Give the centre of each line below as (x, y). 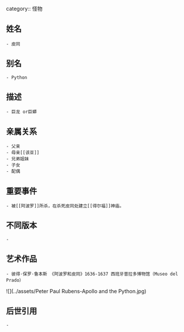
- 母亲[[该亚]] (23, 153)
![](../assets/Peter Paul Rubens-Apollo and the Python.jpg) (76, 291)
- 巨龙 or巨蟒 (21, 112)
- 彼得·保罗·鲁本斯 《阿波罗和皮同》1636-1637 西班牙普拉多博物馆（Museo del (92, 274)
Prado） (15, 280)
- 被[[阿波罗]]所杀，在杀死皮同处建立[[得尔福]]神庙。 (65, 206)
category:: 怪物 (24, 9)
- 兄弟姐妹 (18, 159)
